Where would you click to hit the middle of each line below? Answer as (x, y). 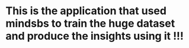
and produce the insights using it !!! (95, 36)
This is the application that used (86, 11)
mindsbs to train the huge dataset (90, 23)
